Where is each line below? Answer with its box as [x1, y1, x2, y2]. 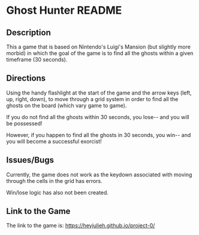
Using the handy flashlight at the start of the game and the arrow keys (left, [6, 89, 192, 96]
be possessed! [6, 120, 43, 127]
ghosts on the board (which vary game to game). [6, 102, 127, 109]
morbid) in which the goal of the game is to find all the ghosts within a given [6, 50, 194, 57]
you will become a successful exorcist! [6, 138, 102, 145]
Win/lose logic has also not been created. [6, 189, 109, 196]
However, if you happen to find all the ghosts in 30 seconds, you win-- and [6, 131, 191, 138]
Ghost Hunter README [6, 4, 122, 17]
